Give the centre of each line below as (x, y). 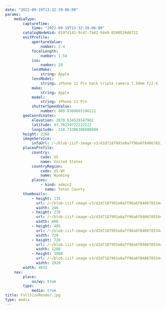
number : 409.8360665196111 (68, 111)
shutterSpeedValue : (51, 106)
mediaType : (25, 19)
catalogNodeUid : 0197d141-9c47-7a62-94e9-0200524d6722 (81, 33)
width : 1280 (48, 249)
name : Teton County (65, 189)
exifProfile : (36, 38)
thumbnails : (35, 194)
